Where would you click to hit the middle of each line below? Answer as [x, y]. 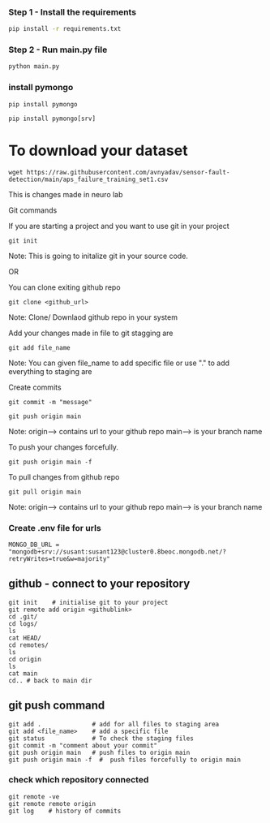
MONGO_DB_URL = [34, 545]
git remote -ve [34, 797]
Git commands [33, 210]
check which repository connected [79, 780]
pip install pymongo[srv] [52, 118]
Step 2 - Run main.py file [58, 50]
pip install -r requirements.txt [65, 29]
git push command [57, 706]
